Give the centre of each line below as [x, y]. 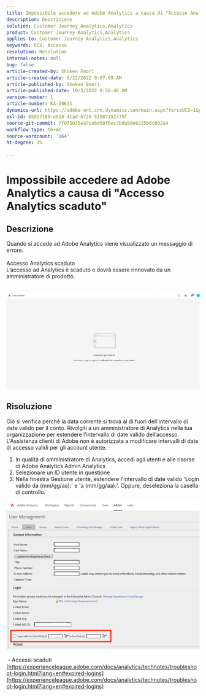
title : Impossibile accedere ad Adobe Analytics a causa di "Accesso [97, 13]
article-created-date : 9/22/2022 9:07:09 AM [64, 78]
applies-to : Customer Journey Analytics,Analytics [72, 39]
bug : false [20, 65]
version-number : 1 [30, 97]
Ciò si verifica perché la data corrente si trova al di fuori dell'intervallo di [97, 421]
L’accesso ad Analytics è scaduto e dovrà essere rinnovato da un [89, 270]
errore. [15, 250]
